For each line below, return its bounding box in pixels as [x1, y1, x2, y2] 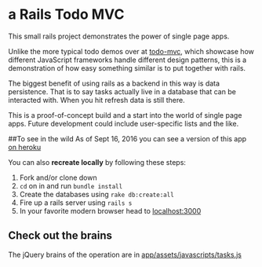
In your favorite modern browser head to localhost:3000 [19, 206, 202, 215]
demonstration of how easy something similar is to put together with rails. [8, 63, 246, 72]
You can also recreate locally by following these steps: [8, 157, 187, 166]
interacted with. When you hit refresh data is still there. [8, 95, 186, 104]
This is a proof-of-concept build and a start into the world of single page [8, 110, 242, 119]
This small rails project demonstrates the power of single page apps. [8, 31, 230, 41]
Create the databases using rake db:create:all [19, 189, 174, 199]
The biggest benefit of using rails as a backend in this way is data [8, 79, 220, 88]
